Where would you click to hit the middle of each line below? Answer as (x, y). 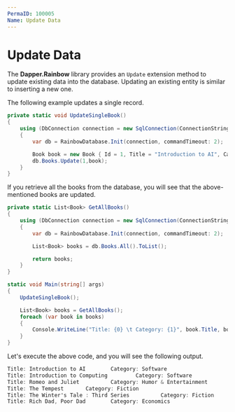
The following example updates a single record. (76, 103)
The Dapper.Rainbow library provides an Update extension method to (107, 74)
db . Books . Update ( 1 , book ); (70, 161)
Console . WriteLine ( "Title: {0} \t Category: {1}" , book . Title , (126, 330)
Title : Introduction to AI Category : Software (87, 369)
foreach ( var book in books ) (62, 317)
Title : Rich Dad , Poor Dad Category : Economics (89, 401)
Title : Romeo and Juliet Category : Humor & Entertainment (108, 382)
